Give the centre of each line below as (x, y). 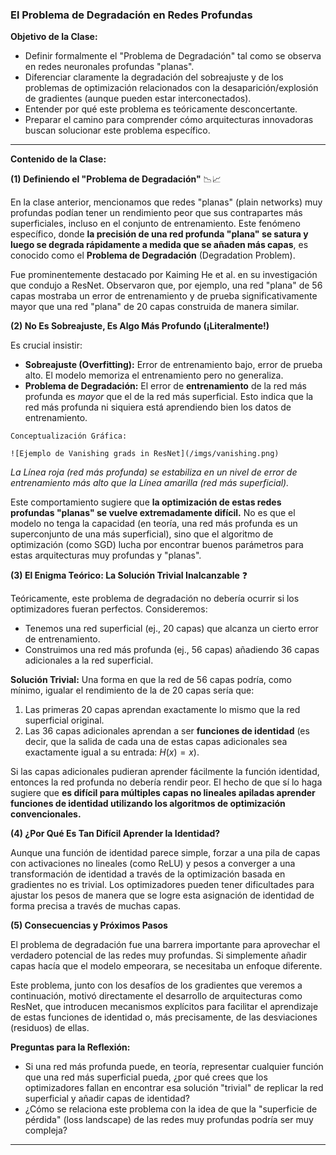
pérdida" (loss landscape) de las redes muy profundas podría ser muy (169, 1120)
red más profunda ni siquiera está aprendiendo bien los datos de (158, 407)
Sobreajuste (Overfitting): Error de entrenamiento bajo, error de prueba (173, 365)
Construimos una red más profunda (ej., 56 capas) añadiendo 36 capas (172, 650)
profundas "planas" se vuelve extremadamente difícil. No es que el (153, 513)
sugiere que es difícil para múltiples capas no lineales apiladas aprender (163, 793)
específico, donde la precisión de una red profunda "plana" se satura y (159, 234)
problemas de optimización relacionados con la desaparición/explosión (171, 88)
